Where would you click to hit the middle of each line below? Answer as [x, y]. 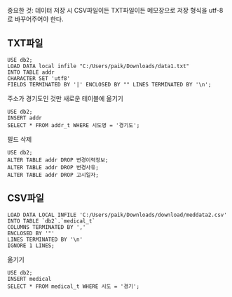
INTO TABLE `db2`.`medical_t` [52, 221]
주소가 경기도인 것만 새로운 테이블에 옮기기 [66, 98]
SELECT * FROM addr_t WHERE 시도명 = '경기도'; [74, 125]
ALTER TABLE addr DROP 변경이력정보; [58, 160]
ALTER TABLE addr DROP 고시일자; [53, 175]
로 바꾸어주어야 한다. [35, 19]
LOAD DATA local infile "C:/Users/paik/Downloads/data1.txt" [98, 66]
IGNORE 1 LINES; [31, 245]
